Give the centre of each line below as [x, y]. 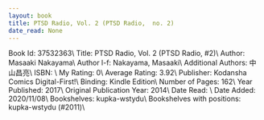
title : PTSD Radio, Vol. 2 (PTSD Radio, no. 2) [91, 23]
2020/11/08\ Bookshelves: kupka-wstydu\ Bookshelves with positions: [125, 99]
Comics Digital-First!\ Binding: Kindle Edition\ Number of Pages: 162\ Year [130, 82]
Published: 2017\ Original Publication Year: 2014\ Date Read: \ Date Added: [132, 90]
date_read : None [35, 30]
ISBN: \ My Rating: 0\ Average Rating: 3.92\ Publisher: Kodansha [140, 73]
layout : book [30, 16]
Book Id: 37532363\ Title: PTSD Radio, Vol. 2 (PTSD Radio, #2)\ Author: [127, 54]
